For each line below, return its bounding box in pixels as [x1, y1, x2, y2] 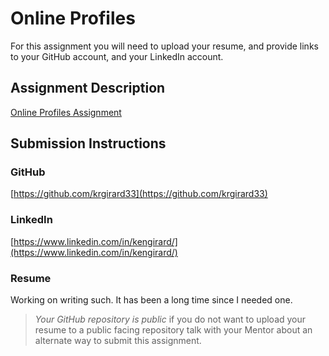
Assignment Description [10, 80, 166, 97]
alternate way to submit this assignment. [34, 335, 202, 347]
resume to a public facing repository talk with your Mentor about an [34, 324, 313, 336]
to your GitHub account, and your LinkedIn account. [10, 50, 224, 62]
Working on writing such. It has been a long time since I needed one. [10, 294, 293, 306]
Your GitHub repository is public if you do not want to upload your [34, 313, 307, 326]
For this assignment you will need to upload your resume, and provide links [10, 40, 319, 52]
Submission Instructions [10, 135, 167, 152]
